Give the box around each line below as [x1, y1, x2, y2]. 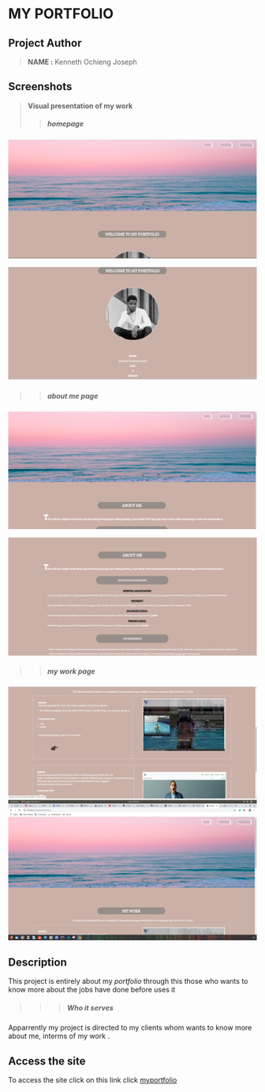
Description [8, 955, 67, 969]
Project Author [8, 36, 82, 50]
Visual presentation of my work [27, 100, 133, 111]
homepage [47, 119, 84, 129]
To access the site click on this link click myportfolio [8, 1075, 177, 1085]
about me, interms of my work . [8, 1031, 110, 1041]
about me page [47, 391, 99, 400]
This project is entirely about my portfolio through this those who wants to [8, 977, 248, 986]
